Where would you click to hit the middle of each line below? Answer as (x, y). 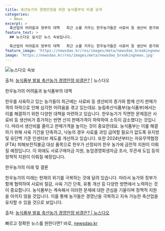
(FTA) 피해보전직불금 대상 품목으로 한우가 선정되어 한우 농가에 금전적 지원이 (77, 144)
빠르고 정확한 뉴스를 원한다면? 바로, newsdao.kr (51, 223)
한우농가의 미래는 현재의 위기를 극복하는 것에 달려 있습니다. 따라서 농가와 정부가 (81, 177)
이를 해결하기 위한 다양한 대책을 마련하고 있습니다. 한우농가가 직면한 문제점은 (79, 113)
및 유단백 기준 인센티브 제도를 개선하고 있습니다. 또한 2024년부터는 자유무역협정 (82, 138)
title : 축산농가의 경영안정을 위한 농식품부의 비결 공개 (54, 10)
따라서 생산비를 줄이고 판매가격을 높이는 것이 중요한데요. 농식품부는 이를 (80, 126)
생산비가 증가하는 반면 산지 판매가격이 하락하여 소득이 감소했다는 (81, 120)
